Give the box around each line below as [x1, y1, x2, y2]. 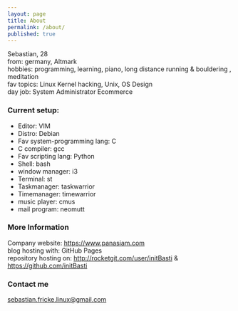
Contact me [7, 279, 49, 289]
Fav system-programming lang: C [17, 137, 116, 145]
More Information [7, 222, 69, 232]
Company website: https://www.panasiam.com [7, 238, 145, 247]
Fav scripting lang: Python [17, 152, 95, 160]
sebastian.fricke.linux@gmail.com [7, 295, 107, 304]
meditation [7, 73, 39, 81]
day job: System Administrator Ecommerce [7, 88, 133, 96]
